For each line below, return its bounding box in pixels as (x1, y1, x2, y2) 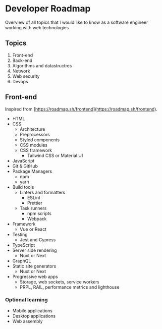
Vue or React (19, 226, 47, 232)
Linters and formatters (19, 189, 65, 195)
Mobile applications (12, 308, 53, 314)
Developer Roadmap (5, 3, 91, 14)
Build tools (12, 184, 34, 190)
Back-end (12, 57, 33, 63)
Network (12, 68, 31, 74)
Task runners (19, 205, 47, 211)
